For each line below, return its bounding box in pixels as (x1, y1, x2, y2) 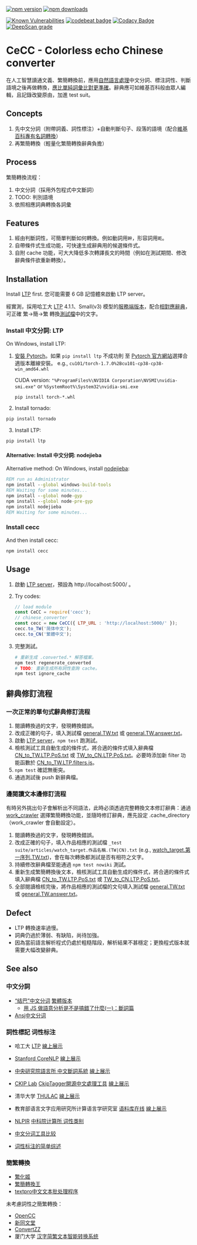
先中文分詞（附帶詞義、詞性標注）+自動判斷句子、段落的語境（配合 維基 (14, 125, 188, 132)
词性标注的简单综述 (14, 1143, 62, 1150)
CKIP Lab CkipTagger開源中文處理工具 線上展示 (14, 1080, 130, 1087)
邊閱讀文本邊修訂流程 (6, 790, 66, 798)
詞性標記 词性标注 (6, 1028, 56, 1036)
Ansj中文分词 (14, 1012, 46, 1019)
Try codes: (14, 592, 41, 600)
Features (6, 218, 39, 228)
